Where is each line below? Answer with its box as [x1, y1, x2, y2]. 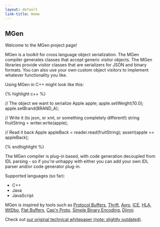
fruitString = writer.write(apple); [5, 120, 69, 126]
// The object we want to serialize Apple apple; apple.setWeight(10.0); [5, 100, 144, 106]
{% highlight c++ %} [5, 91, 46, 97]
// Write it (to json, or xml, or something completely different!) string [5, 115, 140, 121]
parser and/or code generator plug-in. [5, 164, 81, 169]
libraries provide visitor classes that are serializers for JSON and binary [5, 62, 147, 68]
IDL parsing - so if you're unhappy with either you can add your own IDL [5, 158, 149, 165]
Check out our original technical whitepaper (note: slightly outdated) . [5, 216, 143, 223]
